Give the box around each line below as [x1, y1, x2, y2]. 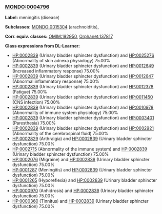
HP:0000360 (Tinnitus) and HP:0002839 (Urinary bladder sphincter [12, 198, 149, 204]
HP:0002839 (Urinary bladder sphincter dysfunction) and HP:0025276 [12, 52, 155, 58]
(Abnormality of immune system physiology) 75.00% [12, 110, 119, 116]
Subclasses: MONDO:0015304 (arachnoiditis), [5, 24, 99, 30]
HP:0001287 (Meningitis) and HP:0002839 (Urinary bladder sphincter [12, 167, 152, 173]
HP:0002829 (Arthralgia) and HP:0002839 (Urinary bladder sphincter [12, 136, 152, 142]
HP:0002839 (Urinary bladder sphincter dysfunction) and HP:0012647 [12, 73, 154, 79]
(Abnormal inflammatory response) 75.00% [12, 78, 100, 84]
